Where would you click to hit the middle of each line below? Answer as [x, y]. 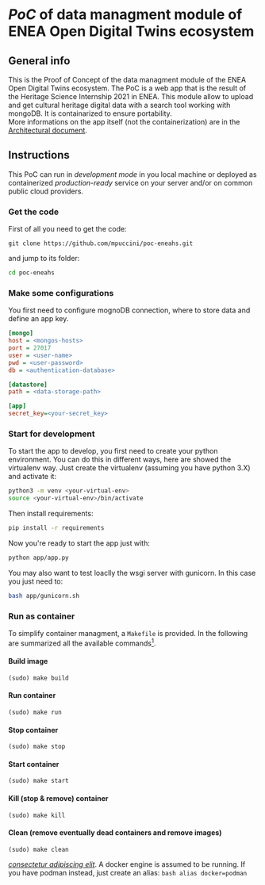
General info [39, 61]
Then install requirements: [51, 514]
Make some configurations [61, 293]
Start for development [52, 434]
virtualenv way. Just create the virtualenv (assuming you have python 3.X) [130, 468]
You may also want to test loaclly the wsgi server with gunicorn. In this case [132, 573]
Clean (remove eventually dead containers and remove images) [115, 833]
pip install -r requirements [56, 528]
